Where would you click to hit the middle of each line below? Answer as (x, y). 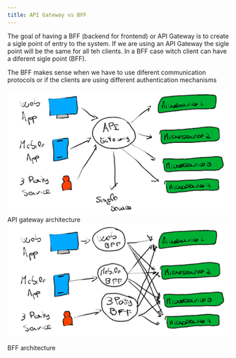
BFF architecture (31, 347)
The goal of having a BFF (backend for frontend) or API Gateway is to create (118, 36)
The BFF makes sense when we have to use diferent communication (107, 72)
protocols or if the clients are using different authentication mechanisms (112, 80)
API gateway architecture (44, 219)
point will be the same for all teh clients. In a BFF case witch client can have (117, 51)
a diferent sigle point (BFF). (47, 58)
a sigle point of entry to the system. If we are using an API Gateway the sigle (118, 43)
